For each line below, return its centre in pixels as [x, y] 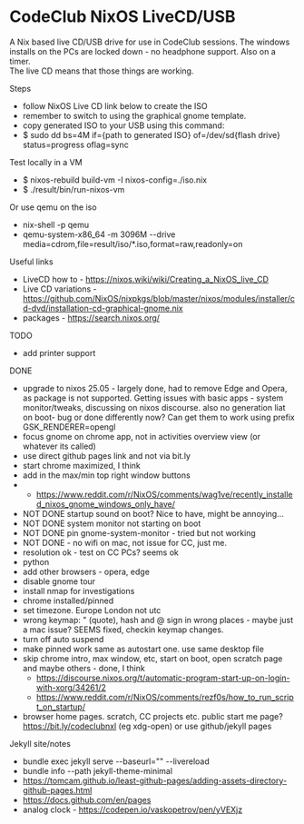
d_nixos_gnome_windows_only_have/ [105, 504]
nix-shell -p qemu [56, 224]
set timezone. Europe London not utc [92, 610]
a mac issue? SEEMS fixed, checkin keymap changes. [123, 630]
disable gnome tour [59, 581]
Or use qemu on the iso [53, 207]
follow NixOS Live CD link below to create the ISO [115, 105]
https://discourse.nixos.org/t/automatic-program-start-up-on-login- [163, 678]
